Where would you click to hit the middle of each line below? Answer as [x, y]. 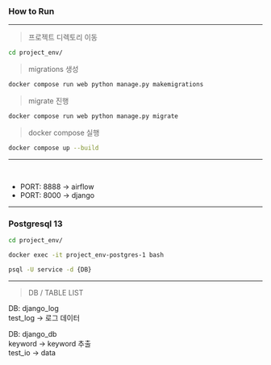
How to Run [31, 11]
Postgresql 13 [35, 224]
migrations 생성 [53, 69]
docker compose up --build [54, 148]
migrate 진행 [48, 101]
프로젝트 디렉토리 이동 [63, 37]
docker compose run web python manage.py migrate [94, 116]
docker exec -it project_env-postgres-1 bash [86, 255]
